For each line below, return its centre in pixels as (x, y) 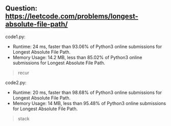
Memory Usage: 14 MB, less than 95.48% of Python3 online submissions (89, 103)
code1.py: (15, 36)
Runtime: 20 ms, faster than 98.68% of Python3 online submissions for (87, 92)
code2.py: (16, 82)
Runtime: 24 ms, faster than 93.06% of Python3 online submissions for (87, 46)
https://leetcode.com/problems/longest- (72, 17)
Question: (21, 8)
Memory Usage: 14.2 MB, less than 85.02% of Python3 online (77, 57)
